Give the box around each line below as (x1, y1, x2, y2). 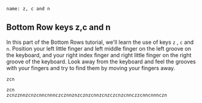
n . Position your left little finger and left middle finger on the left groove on (6, 44, 192, 52)
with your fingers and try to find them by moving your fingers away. (6, 64, 175, 71)
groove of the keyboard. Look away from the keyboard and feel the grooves (6, 58, 196, 65)
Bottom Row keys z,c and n (6, 22, 111, 33)
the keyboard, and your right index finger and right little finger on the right (6, 51, 192, 59)
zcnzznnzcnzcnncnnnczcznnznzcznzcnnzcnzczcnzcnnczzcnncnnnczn (6, 92, 167, 98)
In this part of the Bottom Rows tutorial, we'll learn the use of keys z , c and (6, 38, 194, 46)
